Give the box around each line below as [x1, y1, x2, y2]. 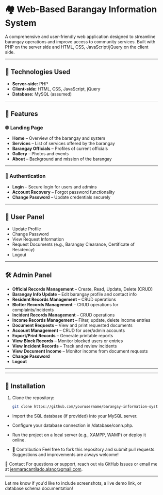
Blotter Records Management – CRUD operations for [12, 302, 119, 308]
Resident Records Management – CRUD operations [12, 296, 116, 302]
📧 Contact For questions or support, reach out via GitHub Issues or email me [5, 461, 158, 467]
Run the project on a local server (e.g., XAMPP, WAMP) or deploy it [12, 432, 147, 438]
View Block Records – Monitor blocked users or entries [12, 338, 123, 344]
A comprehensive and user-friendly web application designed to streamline [5, 34, 156, 39]
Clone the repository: [12, 395, 55, 401]
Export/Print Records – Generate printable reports [12, 333, 113, 339]
